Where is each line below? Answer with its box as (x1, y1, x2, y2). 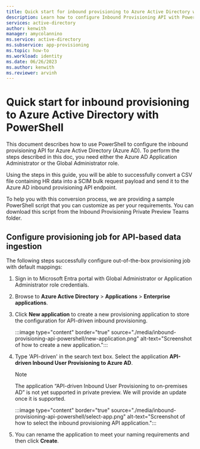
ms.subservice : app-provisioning (6, 42, 89, 48)
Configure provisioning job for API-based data (6, 232, 182, 242)
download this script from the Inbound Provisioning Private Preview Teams (6, 208, 189, 216)
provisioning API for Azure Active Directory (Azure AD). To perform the (6, 147, 180, 154)
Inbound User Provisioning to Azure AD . (32, 359, 133, 366)
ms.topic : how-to (6, 48, 49, 54)
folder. (6, 214, 22, 222)
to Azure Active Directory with (6, 108, 159, 122)
